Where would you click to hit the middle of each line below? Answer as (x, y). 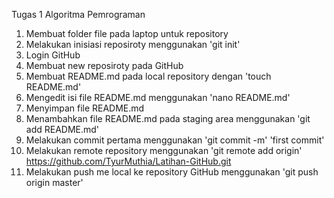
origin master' (54, 182)
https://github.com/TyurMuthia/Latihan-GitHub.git (128, 161)
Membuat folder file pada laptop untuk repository (127, 33)
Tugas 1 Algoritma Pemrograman (78, 14)
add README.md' (62, 129)
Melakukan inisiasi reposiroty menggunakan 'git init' (133, 44)
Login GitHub (53, 55)
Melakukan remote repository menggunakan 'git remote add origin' (164, 150)
